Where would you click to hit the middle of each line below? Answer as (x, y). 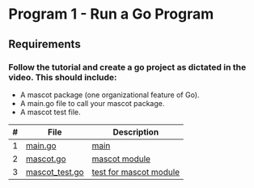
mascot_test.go (55, 172)
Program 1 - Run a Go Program (111, 14)
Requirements (44, 44)
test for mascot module (136, 172)
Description (136, 132)
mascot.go (46, 159)
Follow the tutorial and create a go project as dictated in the (127, 67)
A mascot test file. (50, 112)
